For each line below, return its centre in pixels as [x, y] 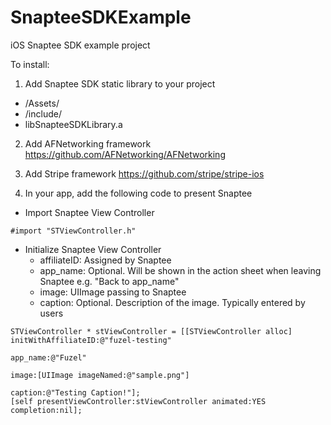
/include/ [43, 113]
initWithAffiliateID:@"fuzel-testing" [91, 340]
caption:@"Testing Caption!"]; [75, 392]
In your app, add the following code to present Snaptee [138, 193]
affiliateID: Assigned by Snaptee [105, 260]
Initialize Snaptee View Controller [93, 249]
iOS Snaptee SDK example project [80, 45]
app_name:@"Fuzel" [48, 357]
